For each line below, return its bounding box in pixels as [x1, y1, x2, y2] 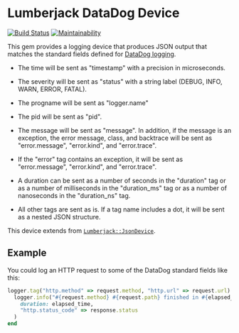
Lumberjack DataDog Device [7, 5, 180, 21]
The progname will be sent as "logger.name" [17, 98, 149, 107]
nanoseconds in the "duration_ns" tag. [17, 191, 131, 200]
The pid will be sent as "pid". [17, 112, 102, 121]
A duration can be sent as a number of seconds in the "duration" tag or [17, 176, 226, 185]
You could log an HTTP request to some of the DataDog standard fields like [7, 266, 228, 274]
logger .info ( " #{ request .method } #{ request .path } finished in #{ [14, 293, 208, 301]
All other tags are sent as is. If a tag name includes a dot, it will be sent [17, 204, 225, 214]
